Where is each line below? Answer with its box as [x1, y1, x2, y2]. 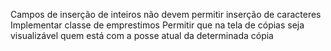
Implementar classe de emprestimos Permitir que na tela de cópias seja [10, 19, 305, 31]
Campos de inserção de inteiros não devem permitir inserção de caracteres [10, 9, 322, 20]
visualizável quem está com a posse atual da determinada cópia [10, 30, 274, 41]
